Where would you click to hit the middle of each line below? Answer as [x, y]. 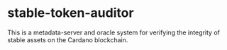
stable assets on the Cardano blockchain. [68, 39]
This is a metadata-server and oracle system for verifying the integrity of [113, 32]
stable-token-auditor [71, 13]
